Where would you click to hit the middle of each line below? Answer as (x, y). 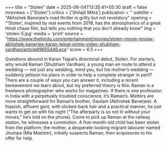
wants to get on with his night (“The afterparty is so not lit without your (78, 112)
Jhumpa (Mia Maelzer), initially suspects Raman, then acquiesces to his (79, 133)
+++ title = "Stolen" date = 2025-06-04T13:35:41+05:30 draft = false (76, 7)
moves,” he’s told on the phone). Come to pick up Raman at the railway (78, 117)
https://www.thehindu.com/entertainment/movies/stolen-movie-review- (81, 39)
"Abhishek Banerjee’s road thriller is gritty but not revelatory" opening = (79, 18)
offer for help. (19, 138)
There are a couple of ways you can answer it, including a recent (72, 80)
